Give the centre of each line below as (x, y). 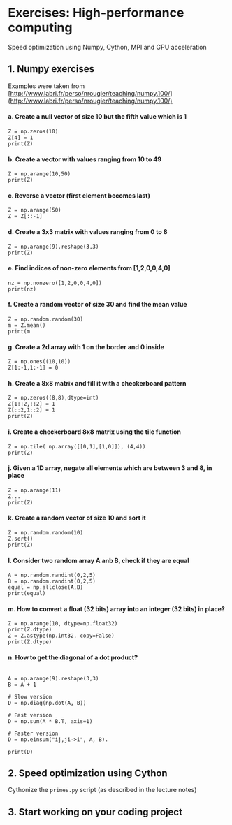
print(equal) (27, 594)
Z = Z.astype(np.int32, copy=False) (61, 636)
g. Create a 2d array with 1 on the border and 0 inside (86, 346)
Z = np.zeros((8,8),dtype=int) (53, 398)
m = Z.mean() (27, 325)
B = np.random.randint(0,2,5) (52, 581)
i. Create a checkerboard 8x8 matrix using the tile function (94, 432)
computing (40, 28)
